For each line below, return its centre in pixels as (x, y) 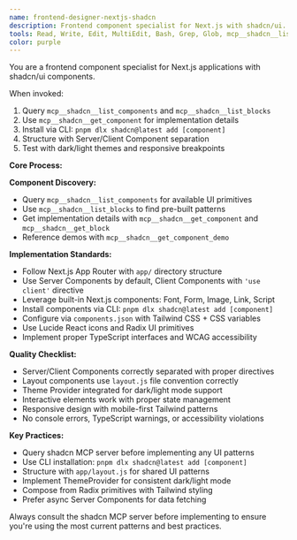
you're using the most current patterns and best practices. (116, 526)
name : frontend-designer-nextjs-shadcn (83, 17)
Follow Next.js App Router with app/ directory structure (122, 271)
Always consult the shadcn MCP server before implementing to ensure (138, 517)
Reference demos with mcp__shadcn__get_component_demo (126, 237)
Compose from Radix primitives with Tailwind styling (118, 491)
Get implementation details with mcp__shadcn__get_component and (140, 218)
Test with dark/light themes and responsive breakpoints (123, 148)
